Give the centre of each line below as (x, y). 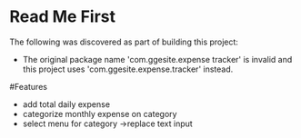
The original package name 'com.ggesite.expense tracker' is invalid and (157, 59)
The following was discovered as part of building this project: (124, 42)
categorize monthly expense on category (100, 113)
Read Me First (63, 17)
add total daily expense (66, 104)
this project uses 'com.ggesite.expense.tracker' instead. (128, 69)
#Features (29, 86)
